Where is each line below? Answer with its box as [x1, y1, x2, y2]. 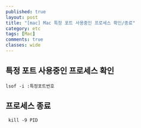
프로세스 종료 [5, 101, 51, 111]
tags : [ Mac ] [5, 31, 35, 37]
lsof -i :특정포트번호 [5, 83, 55, 89]
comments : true [5, 36, 44, 42]
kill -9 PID [8, 117, 38, 123]
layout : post [5, 14, 38, 20]
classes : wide [5, 42, 41, 48]
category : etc [5, 25, 41, 32]
